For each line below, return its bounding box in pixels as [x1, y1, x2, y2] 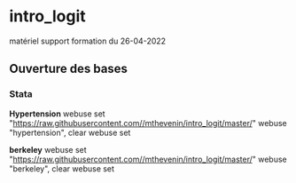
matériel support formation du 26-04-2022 [9, 36, 167, 46]
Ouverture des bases [9, 61, 129, 76]
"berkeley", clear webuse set [9, 163, 115, 174]
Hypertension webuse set [9, 108, 105, 119]
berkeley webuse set [9, 144, 87, 155]
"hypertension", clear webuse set [9, 127, 131, 138]
